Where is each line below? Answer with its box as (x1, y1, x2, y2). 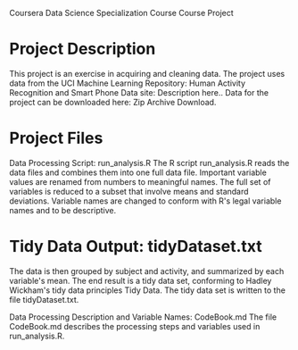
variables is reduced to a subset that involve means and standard (9, 186, 249, 196)
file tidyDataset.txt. (9, 294, 79, 304)
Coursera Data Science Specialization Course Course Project (9, 8, 234, 18)
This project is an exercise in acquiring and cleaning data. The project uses (9, 68, 286, 79)
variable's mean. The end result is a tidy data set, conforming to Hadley (9, 275, 272, 286)
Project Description (9, 39, 156, 59)
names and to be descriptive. (9, 204, 117, 215)
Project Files (9, 129, 103, 148)
